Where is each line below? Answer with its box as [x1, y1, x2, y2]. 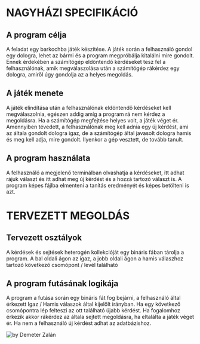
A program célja [6, 30, 67, 40]
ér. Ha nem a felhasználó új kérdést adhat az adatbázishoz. [6, 320, 152, 327]
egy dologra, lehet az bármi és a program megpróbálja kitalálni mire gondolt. [6, 52, 195, 59]
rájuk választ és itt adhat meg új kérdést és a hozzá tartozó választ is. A [6, 175, 182, 182]
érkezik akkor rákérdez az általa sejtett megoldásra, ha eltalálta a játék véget [6, 314, 195, 321]
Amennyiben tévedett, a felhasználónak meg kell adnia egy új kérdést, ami [6, 123, 189, 130]
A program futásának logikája [6, 278, 119, 289]
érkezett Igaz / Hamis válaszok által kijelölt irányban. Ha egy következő [6, 300, 181, 308]
